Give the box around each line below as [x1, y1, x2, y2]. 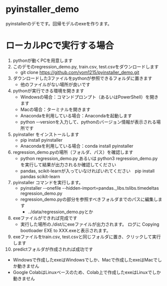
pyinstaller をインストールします [12, 131, 79, 137]
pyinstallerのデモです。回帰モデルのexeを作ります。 [5, 20, 112, 26]
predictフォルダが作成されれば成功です [12, 246, 94, 252]
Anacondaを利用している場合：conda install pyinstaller [20, 143, 134, 149]
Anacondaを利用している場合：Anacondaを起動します [20, 112, 132, 118]
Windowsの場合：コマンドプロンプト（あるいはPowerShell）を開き [20, 94, 159, 100]
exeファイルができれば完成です [12, 215, 78, 221]
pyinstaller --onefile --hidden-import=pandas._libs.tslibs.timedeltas [20, 185, 159, 191]
